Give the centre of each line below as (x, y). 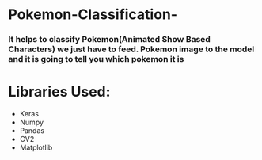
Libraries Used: (59, 92)
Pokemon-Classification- (93, 15)
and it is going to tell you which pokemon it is (96, 59)
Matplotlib (36, 147)
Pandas (32, 131)
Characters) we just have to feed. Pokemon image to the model (131, 49)
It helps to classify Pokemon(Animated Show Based (110, 40)
